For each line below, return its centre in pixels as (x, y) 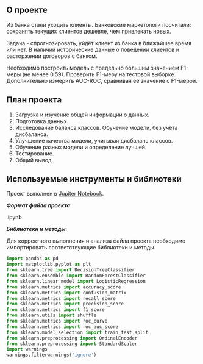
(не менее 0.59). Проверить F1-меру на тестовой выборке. (99, 74)
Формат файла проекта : (39, 205)
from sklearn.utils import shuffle (52, 316)
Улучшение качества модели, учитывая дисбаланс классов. (94, 140)
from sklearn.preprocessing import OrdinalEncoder (72, 338)
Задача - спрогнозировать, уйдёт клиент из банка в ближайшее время (99, 43)
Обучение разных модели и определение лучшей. (81, 147)
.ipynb (14, 217)
